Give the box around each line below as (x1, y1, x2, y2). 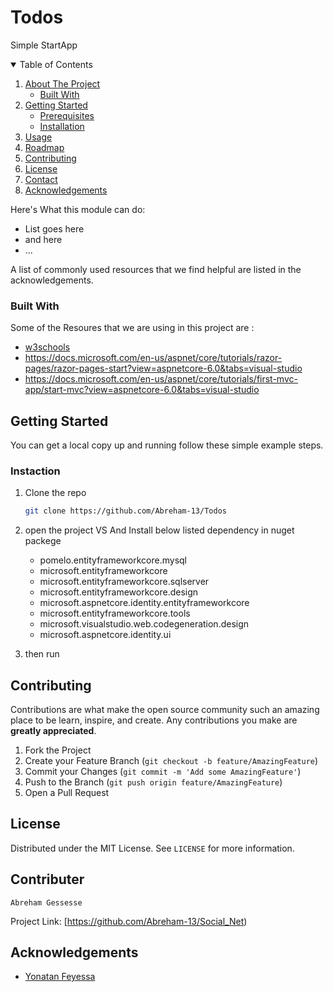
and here (24, 233, 63, 245)
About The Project (24, 77, 101, 90)
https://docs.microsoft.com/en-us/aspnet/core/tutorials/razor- (24, 352, 283, 364)
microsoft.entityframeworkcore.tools (39, 607, 191, 620)
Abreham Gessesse (10, 897, 83, 908)
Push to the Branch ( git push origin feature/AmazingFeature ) (24, 776, 283, 788)
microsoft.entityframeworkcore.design (39, 586, 199, 598)
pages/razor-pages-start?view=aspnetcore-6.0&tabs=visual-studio (24, 362, 303, 375)
